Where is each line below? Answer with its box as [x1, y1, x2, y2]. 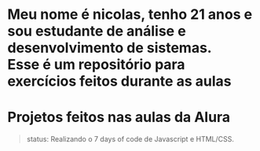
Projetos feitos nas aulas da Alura [7, 109, 231, 127]
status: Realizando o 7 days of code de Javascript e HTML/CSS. [26, 134, 235, 144]
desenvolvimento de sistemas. [7, 39, 213, 57]
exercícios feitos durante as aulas [7, 72, 232, 90]
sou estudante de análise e [7, 22, 186, 40]
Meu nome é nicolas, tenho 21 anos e [7, 6, 253, 24]
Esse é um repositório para [7, 56, 185, 74]
